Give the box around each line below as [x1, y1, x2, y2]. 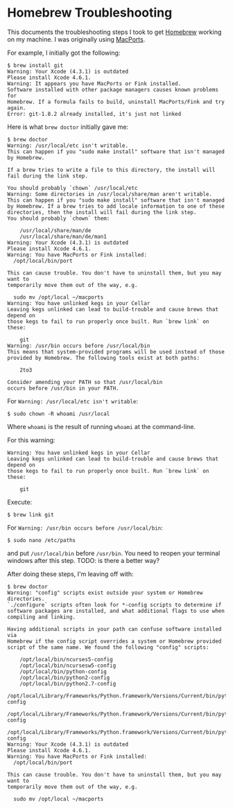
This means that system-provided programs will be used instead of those [7, 348, 225, 355]
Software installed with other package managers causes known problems [7, 86, 218, 93]
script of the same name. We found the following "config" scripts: [7, 643, 209, 651]
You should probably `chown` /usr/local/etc [7, 184, 138, 191]
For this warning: [7, 435, 55, 444]
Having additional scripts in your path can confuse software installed [7, 625, 222, 632]
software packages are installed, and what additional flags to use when [7, 607, 225, 614]
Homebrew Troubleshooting [7, 5, 173, 21]
